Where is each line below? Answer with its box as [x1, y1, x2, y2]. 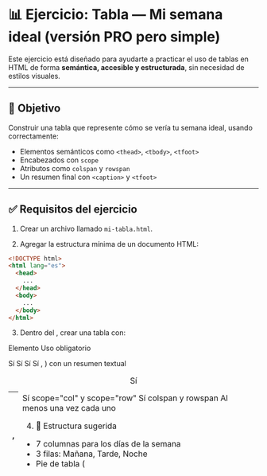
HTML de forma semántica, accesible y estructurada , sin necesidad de [8, 62, 245, 72]
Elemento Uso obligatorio [8, 343, 91, 353]
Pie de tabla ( [35, 458, 86, 469]
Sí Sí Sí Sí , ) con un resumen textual [8, 359, 127, 369]
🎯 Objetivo [8, 102, 61, 115]
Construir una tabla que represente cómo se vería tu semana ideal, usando [8, 123, 253, 132]
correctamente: [8, 131, 59, 141]
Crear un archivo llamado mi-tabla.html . [19, 224, 153, 233]
